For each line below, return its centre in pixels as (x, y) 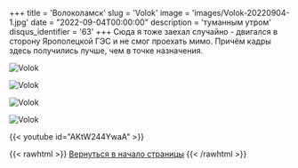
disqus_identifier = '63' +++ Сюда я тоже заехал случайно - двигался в (144, 32)
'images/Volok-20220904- (241, 13)
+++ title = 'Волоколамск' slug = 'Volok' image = (100, 13)
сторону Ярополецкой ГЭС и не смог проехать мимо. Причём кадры (140, 41)
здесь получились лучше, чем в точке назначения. (106, 51)
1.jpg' (19, 22)
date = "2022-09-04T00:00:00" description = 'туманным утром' (151, 22)
